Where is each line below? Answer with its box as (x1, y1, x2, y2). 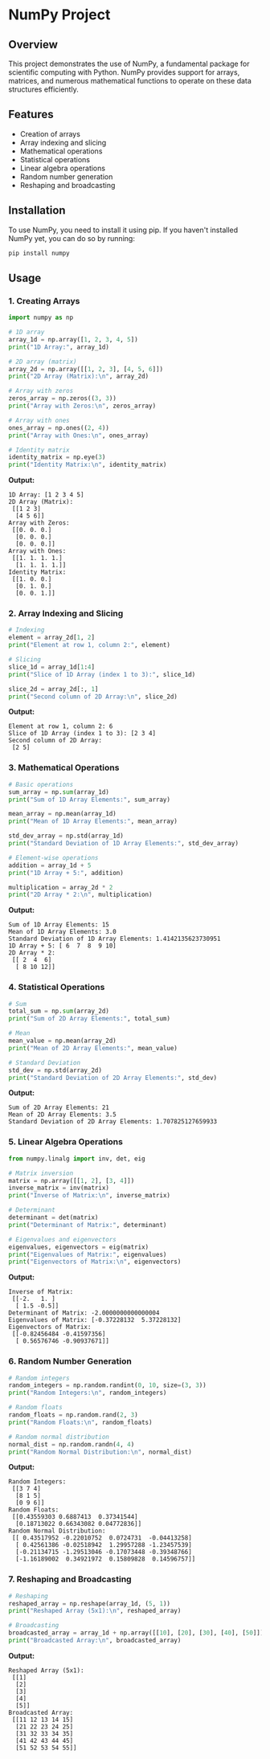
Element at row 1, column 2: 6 (8, 722, 113, 730)
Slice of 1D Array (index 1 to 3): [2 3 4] (8, 730, 157, 738)
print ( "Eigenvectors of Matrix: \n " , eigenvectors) (8, 1258, 182, 1266)
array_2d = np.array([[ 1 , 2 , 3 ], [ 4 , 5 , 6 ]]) (8, 365, 163, 373)
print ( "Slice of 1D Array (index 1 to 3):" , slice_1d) (8, 670, 196, 678)
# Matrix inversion (8, 1169, 74, 1177)
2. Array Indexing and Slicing (8, 608, 124, 620)
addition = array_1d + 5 (8, 861, 92, 869)
